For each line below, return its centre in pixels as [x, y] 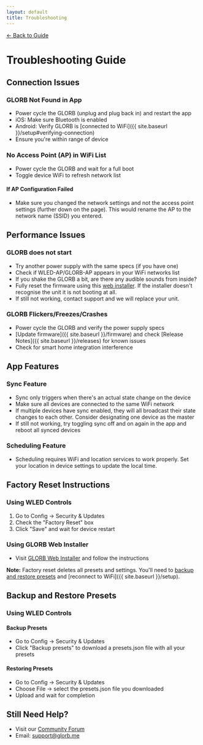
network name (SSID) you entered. [59, 216]
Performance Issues [46, 235]
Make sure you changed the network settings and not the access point [105, 202]
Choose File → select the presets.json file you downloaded [89, 689]
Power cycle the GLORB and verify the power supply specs [90, 327]
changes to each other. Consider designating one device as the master [105, 417]
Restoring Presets [30, 668]
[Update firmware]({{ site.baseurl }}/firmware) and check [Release [99, 334]
